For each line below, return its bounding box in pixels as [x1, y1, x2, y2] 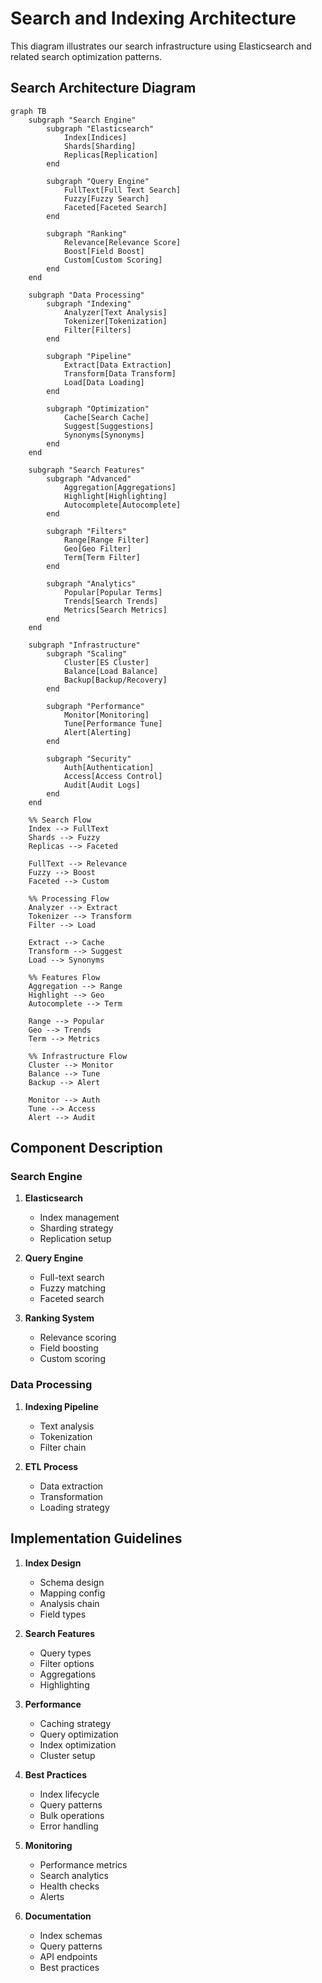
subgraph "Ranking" [46, 228, 128, 239]
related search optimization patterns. [10, 50, 163, 62]
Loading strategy [39, 1501, 110, 1513]
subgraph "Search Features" [28, 465, 145, 475]
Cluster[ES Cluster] [63, 657, 150, 667]
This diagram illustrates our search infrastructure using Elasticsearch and [10, 40, 312, 52]
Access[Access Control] [63, 771, 163, 781]
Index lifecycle [39, 1788, 100, 1800]
